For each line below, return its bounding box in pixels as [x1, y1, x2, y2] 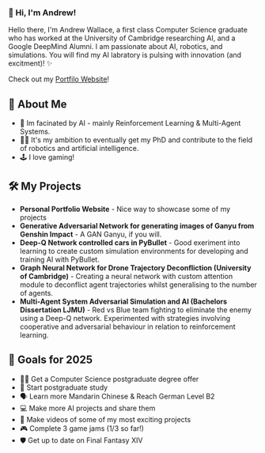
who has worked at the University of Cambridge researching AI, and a [8, 33, 236, 43]
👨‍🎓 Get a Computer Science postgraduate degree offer [19, 374, 199, 383]
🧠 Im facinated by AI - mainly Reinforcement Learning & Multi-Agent [19, 119, 241, 128]
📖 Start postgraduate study [19, 383, 108, 392]
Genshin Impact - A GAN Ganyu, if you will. [19, 229, 162, 239]
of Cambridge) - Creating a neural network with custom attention [19, 271, 233, 281]
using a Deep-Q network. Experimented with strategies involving [19, 313, 231, 323]
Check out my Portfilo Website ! [8, 74, 109, 84]
